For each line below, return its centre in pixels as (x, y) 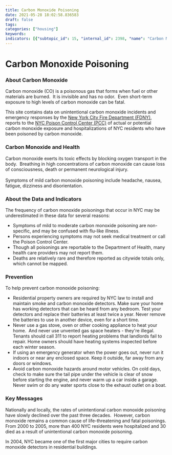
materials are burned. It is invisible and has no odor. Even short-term (79, 97)
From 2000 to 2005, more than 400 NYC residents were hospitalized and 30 (86, 426)
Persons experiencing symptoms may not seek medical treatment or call (89, 236)
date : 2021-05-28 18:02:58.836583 (42, 15)
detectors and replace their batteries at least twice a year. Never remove (89, 314)
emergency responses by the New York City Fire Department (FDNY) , (79, 117)
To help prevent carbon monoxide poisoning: (52, 288)
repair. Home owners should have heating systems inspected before (85, 342)
